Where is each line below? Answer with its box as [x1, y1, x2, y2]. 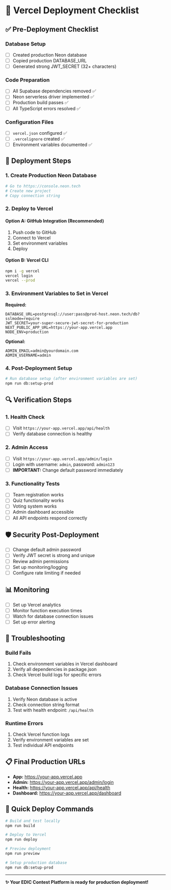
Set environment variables [12, 240, 68, 246]
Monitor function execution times [12, 607, 82, 613]
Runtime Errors [5, 719, 43, 727]
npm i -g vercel [5, 268, 40, 274]
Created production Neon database [12, 52, 88, 58]
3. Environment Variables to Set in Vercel [5, 290, 108, 297]
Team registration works [12, 492, 64, 498]
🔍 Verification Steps [5, 396, 72, 404]
